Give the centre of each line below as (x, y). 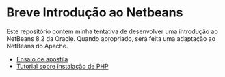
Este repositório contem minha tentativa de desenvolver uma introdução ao (112, 31)
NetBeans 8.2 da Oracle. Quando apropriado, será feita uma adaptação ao (111, 38)
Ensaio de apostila (42, 59)
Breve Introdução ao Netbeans (95, 13)
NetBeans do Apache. (37, 46)
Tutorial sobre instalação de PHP (62, 66)
